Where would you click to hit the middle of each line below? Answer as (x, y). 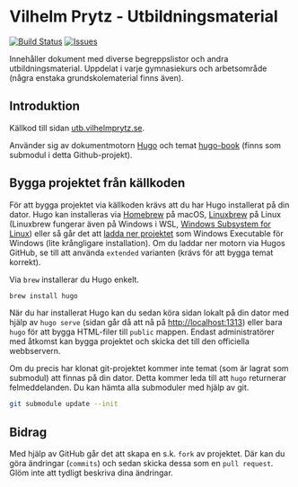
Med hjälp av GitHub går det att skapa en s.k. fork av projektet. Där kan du (147, 454)
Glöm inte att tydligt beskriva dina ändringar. (91, 473)
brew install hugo (44, 296)
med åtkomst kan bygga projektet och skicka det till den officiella (129, 341)
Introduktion (45, 106)
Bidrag (28, 432)
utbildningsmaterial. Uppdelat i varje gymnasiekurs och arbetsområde (138, 68)
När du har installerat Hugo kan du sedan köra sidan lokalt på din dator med (149, 313)
